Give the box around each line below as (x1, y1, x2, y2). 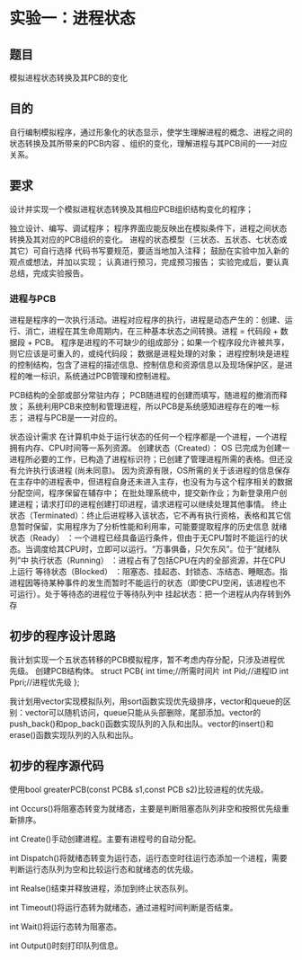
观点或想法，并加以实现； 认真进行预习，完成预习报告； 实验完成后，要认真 (9, 256, 289, 267)
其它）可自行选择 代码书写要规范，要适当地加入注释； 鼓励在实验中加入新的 (9, 244, 289, 256)
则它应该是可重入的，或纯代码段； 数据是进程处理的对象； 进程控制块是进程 (9, 348, 289, 359)
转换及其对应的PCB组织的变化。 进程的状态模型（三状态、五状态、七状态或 (9, 234, 288, 244)
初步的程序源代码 (9, 759, 104, 774)
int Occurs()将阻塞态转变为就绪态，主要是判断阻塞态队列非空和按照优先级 (9, 803, 282, 813)
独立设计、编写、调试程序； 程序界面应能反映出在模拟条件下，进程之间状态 (9, 222, 288, 234)
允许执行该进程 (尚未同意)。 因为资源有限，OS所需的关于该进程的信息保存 (16, 465, 290, 476)
